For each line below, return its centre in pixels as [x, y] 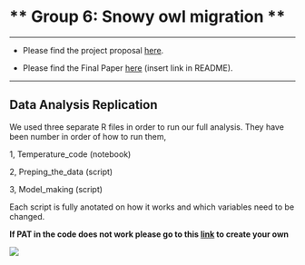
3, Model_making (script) [56, 189]
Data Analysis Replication [84, 105]
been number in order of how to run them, [88, 136]
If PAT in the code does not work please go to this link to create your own [149, 234]
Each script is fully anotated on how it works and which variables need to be [152, 207]
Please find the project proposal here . [93, 50]
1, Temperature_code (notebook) [70, 154]
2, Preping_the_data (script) [61, 172]
